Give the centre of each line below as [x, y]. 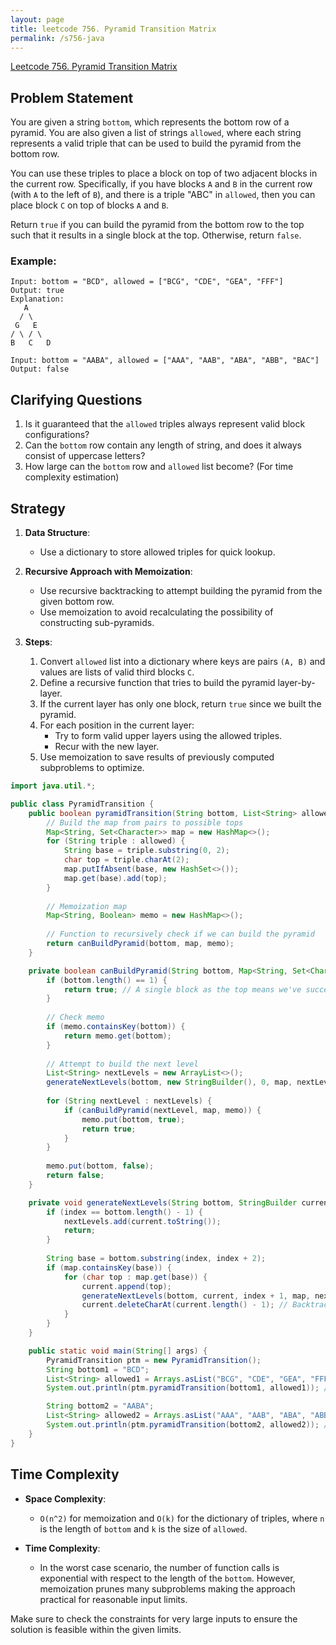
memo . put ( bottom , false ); [100, 1166]
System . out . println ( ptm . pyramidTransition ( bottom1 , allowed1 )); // [189, 1388]
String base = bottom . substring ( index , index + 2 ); [156, 1259]
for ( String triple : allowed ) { [116, 841]
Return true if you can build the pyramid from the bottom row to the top [157, 225]
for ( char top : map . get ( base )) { [135, 1277]
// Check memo [75, 1017]
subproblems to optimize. [92, 768]
